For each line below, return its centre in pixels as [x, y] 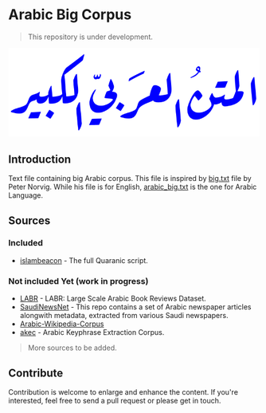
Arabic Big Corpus [70, 15]
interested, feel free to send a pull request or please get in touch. [115, 400]
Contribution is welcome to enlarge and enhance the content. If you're [123, 391]
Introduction [40, 159]
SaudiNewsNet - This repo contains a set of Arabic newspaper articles [135, 307]
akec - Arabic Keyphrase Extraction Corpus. [92, 332]
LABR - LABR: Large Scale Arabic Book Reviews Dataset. [113, 299]
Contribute [36, 373]
